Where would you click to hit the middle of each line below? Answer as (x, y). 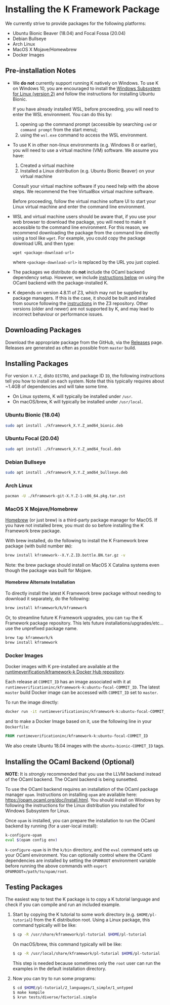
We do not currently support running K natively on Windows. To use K (86, 83)
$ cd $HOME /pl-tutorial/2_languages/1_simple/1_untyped (73, 988)
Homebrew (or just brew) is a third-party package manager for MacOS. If (81, 520)
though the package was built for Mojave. (49, 570)
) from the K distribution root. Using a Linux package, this (91, 920)
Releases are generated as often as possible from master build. (71, 348)
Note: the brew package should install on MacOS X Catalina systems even (82, 565)
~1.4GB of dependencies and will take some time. (57, 387)
